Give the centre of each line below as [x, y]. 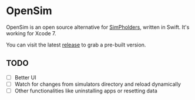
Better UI [25, 77]
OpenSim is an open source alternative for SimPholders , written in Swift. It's [98, 27]
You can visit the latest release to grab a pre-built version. [76, 45]
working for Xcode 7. [31, 33]
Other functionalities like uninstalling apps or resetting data [86, 91]
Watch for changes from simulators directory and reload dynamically [97, 84]
